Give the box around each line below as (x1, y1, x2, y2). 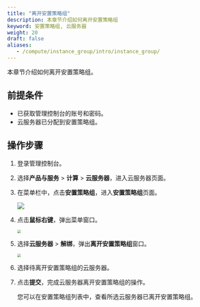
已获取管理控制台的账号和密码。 (16, 109, 107, 117)
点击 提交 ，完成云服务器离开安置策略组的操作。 (16, 278, 149, 286)
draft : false (7, 36, 44, 42)
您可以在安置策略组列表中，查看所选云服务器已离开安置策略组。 (16, 292, 197, 301)
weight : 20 (7, 29, 38, 36)
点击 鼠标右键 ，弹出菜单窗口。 (16, 215, 101, 224)
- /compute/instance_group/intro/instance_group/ (16, 49, 160, 55)
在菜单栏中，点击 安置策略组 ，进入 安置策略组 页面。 (16, 188, 161, 196)
